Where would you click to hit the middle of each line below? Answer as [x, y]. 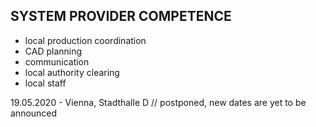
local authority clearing [72, 72]
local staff [45, 83]
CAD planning [53, 51]
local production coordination [85, 40]
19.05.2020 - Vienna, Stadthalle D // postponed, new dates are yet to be [158, 102]
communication [57, 61]
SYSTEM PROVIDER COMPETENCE [121, 16]
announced [34, 113]
